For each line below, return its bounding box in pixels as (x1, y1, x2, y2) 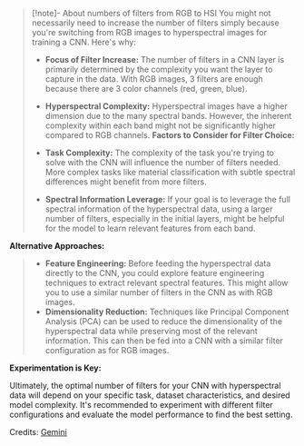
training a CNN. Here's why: (31, 36, 136, 47)
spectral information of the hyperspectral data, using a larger (44, 203, 274, 214)
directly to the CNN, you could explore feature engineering (44, 268, 265, 278)
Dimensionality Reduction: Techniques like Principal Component (44, 306, 289, 317)
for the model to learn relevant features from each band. (44, 223, 256, 233)
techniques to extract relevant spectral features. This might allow (44, 277, 289, 288)
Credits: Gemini (9, 427, 68, 437)
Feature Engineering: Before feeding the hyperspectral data (44, 258, 271, 269)
